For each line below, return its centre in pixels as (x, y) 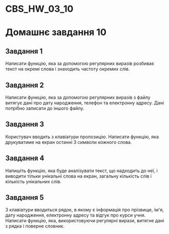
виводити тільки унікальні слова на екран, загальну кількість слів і (79, 176)
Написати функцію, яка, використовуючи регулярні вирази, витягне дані (85, 221)
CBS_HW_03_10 (39, 9)
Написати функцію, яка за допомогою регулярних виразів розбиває (80, 63)
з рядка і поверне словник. (35, 226)
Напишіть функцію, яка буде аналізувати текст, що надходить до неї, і (81, 171)
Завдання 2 (25, 85)
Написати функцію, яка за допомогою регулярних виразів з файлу (78, 97)
